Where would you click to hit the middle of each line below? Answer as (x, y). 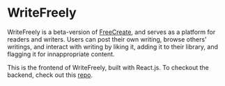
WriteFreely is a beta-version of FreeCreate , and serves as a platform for (111, 32)
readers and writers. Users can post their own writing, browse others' (107, 39)
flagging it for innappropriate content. (61, 54)
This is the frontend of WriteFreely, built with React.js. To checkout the (108, 67)
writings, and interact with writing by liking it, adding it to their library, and (113, 46)
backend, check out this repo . (50, 75)
